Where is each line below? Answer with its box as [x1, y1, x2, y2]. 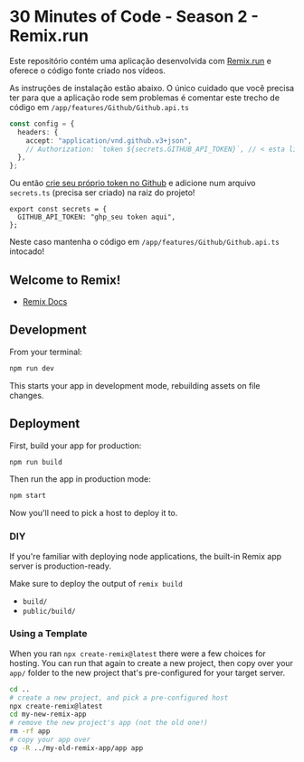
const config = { [9, 119, 75, 128]
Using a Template [9, 627, 88, 640]
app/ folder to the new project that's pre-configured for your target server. [9, 667, 286, 678]
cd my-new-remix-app [9, 710, 88, 720]
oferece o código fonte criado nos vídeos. [9, 65, 166, 76]
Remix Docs [22, 296, 68, 306]
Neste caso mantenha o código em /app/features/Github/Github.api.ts [9, 237, 280, 248]
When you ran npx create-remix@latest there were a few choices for [9, 648, 267, 659]
